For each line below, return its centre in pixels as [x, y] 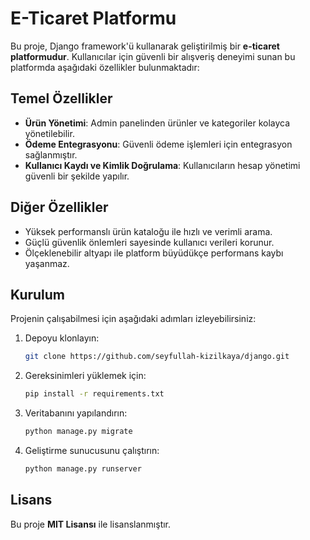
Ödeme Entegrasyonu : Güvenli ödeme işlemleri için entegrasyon [158, 144]
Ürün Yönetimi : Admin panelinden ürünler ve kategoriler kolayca [157, 123]
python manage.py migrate [78, 432]
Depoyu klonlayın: [62, 338]
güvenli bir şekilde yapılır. [77, 176]
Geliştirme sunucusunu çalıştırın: [92, 450]
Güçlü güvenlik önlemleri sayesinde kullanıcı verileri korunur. [149, 242]
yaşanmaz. [47, 263]
